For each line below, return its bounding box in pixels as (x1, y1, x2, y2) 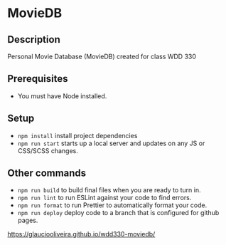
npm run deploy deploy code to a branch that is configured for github (17, 209, 220, 217)
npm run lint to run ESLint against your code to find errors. (17, 194, 192, 202)
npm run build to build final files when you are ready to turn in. (17, 186, 201, 194)
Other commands (7, 167, 87, 179)
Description (7, 33, 60, 46)
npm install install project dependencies (17, 131, 138, 140)
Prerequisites (7, 73, 68, 85)
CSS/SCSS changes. (17, 146, 78, 155)
